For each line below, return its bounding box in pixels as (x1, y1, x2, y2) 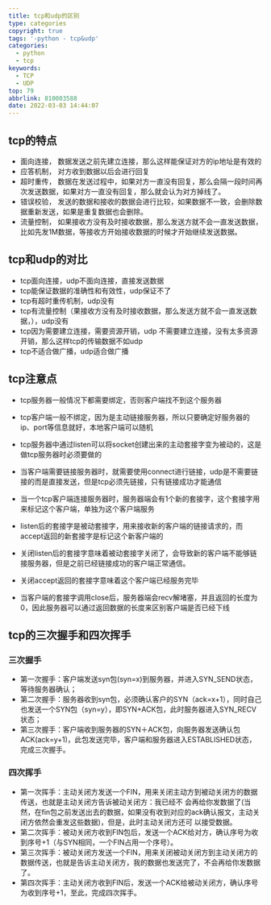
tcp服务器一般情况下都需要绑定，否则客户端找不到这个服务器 (19, 395, 222, 405)
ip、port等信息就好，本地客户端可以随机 (19, 422, 153, 432)
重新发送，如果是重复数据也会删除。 (27, 206, 148, 216)
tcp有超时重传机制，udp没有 (19, 296, 115, 305)
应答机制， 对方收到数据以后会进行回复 (19, 166, 150, 176)
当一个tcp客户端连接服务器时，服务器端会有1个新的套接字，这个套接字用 (19, 493, 261, 504)
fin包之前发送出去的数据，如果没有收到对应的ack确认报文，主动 (41, 807, 253, 816)
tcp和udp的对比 (8, 253, 88, 267)
